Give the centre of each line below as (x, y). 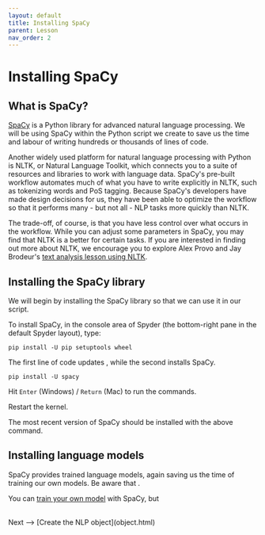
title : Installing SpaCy (49, 23)
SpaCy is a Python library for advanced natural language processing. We (127, 125)
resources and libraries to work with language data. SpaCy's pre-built (121, 174)
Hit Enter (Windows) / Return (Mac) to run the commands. (102, 392)
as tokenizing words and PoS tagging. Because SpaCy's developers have (127, 191)
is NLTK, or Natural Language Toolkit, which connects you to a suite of (123, 166)
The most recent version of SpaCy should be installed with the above (121, 422)
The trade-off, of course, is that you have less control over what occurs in (128, 224)
